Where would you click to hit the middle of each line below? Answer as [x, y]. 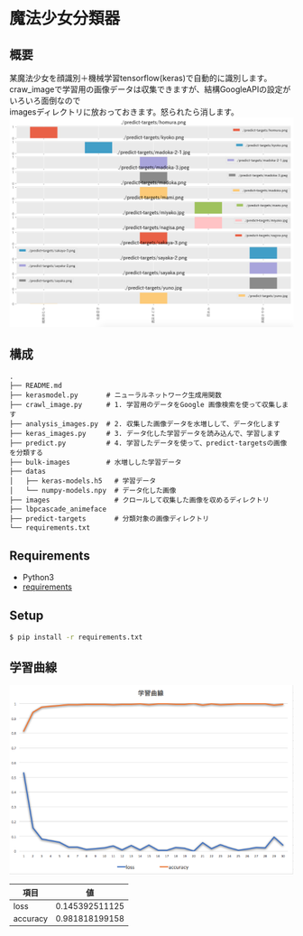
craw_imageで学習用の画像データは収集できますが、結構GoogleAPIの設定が [150, 89]
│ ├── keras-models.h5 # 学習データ [83, 481]
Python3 [38, 578]
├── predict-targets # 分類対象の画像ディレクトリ [110, 519]
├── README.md [36, 386]
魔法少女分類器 [65, 19]
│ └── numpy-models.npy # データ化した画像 [93, 491]
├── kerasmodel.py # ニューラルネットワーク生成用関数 [116, 395]
